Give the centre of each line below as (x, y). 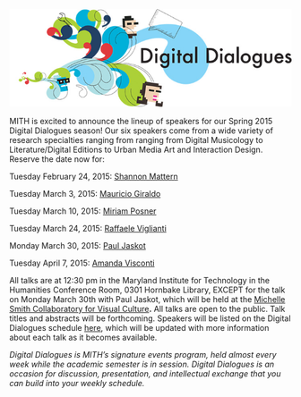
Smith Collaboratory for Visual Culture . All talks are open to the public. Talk (147, 308)
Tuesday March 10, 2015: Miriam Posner (83, 211)
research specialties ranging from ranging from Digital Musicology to (136, 139)
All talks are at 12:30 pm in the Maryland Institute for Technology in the (140, 280)
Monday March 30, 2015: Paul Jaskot (77, 245)
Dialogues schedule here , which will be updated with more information (139, 327)
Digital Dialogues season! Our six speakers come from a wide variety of (141, 131)
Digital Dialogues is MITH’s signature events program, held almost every (143, 354)
